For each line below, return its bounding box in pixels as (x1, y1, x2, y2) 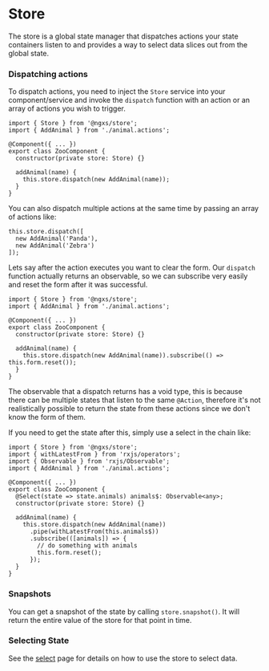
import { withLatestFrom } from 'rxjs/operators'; (8, 450, 181, 458)
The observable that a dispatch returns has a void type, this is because (8, 387, 243, 396)
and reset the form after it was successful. (8, 280, 148, 290)
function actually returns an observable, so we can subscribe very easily (8, 271, 248, 281)
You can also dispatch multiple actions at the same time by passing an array (8, 204, 259, 213)
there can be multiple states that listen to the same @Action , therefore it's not (8, 395, 261, 405)
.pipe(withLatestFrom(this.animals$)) (29, 527, 159, 536)
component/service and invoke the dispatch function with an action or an (8, 96, 251, 105)
